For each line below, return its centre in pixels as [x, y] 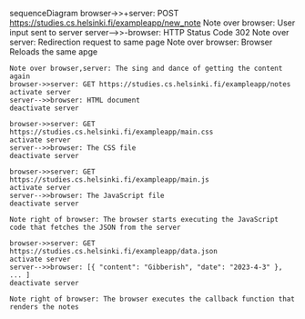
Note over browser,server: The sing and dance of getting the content [146, 68]
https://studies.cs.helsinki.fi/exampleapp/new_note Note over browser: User [152, 23]
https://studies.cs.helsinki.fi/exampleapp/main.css [112, 132]
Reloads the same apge [54, 52]
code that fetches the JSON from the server [95, 227]
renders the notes [44, 307]
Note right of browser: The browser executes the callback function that [152, 299]
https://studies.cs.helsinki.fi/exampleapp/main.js [109, 180]
